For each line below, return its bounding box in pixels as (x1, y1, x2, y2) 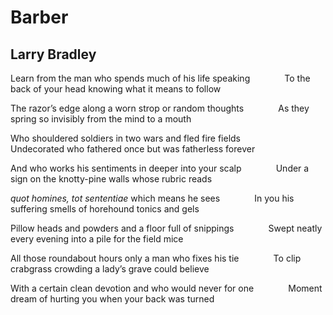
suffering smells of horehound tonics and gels (10, 203, 200, 215)
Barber (10, 6, 69, 29)
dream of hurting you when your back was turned (10, 293, 215, 305)
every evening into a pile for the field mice (10, 233, 184, 245)
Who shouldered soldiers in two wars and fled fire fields (10, 132, 241, 144)
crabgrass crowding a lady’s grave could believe (10, 263, 210, 275)
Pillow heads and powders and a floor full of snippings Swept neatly (10, 222, 323, 234)
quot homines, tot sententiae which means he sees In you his (10, 192, 295, 204)
